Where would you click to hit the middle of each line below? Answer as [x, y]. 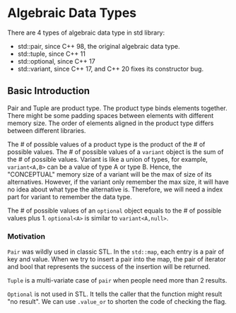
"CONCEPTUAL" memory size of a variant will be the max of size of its [110, 174]
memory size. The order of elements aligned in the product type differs [111, 123]
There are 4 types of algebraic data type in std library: [86, 33]
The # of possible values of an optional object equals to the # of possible [114, 211]
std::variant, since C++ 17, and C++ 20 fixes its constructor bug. [110, 69]
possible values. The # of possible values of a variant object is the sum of [116, 152]
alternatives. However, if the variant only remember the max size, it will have [118, 182]
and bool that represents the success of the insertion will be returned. [109, 267]
